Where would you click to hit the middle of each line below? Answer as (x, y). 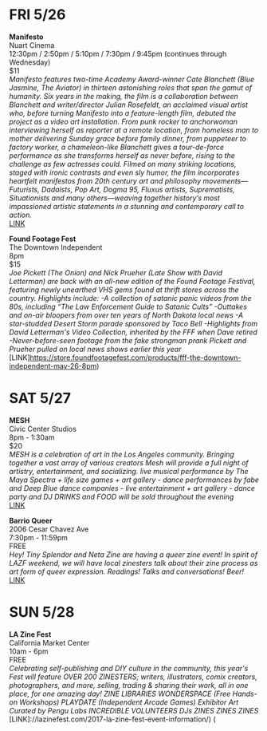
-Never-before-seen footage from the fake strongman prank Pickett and (128, 340)
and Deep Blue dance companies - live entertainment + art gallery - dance (132, 488)
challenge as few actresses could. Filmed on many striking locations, (123, 164)
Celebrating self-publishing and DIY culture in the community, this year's (129, 668)
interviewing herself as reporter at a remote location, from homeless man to (134, 130)
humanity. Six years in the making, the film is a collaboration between (124, 96)
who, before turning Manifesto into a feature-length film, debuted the (123, 113)
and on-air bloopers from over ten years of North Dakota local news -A (126, 315)
